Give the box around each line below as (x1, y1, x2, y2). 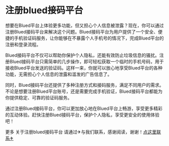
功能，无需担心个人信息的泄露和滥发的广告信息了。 (5, 71, 112, 77)
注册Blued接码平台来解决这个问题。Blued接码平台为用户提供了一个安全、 (5, 28, 158, 34)
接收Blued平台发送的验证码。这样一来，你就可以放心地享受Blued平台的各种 (5, 64, 163, 71)
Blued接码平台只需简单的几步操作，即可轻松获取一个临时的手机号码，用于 (9, 58, 164, 64)
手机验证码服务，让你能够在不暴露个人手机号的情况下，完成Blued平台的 (14, 35, 164, 41)
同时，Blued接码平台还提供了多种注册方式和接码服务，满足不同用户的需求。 (5, 82, 164, 88)
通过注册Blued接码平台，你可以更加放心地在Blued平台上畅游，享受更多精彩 (5, 105, 163, 112)
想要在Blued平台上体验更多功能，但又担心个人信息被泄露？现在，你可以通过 (5, 22, 164, 28)
